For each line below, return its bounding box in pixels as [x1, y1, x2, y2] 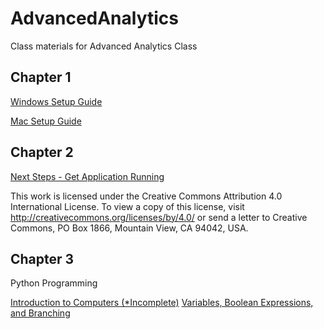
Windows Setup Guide [10, 95, 103, 107]
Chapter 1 [10, 69, 72, 86]
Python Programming [10, 277, 98, 289]
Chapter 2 [10, 144, 74, 161]
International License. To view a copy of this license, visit [10, 200, 245, 212]
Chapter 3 [10, 250, 75, 267]
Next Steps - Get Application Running [10, 170, 165, 182]
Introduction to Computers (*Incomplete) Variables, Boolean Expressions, [10, 297, 314, 309]
